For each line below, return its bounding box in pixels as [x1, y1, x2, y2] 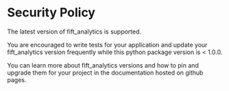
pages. [7, 75, 27, 83]
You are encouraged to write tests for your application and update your [7, 40, 208, 49]
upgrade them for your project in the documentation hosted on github [7, 68, 204, 77]
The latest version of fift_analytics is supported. [7, 27, 142, 36]
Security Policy [7, 5, 96, 21]
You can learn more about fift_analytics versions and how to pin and [7, 61, 199, 69]
